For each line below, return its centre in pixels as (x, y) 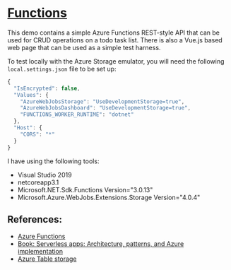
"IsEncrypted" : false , (47, 88)
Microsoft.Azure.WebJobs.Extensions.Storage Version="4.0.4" (109, 197)
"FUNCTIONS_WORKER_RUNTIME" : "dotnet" (77, 115)
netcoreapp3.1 (38, 182)
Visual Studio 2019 (45, 175)
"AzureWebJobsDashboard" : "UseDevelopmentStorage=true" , (106, 108)
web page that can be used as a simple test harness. (84, 47)
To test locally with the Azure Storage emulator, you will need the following (116, 61)
